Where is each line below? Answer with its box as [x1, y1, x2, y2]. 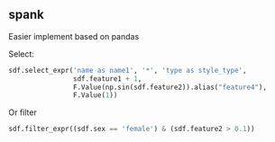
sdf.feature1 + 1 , [72, 74, 142, 84]
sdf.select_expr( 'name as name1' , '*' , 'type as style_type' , [8, 66, 247, 75]
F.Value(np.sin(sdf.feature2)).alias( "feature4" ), [72, 83, 268, 92]
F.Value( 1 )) [72, 91, 118, 100]
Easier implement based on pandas [8, 31, 140, 41]
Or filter [8, 107, 37, 118]
